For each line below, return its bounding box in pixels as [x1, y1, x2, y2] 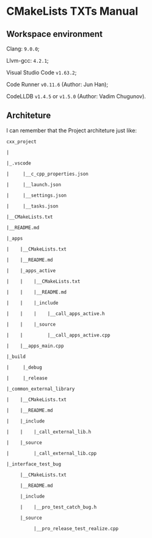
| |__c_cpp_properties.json [6, 171, 89, 177]
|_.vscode [6, 160, 32, 166]
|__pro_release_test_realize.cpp [33, 525, 119, 532]
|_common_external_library [6, 386, 75, 392]
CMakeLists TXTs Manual [6, 4, 139, 18]
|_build [6, 353, 26, 360]
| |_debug [6, 364, 43, 370]
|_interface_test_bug [6, 461, 62, 467]
